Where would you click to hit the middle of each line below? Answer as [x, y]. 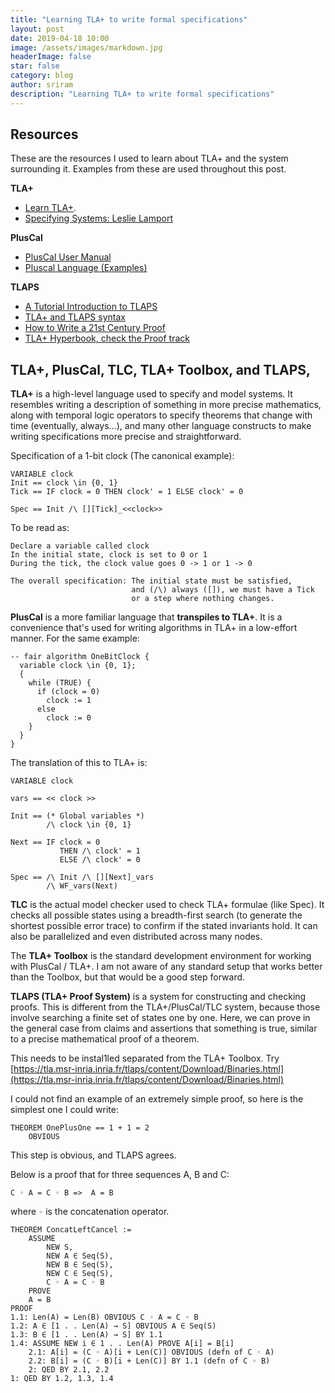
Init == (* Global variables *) [77, 816]
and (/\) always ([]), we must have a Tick [223, 590]
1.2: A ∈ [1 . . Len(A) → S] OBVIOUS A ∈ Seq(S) [113, 1326]
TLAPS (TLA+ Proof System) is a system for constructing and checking [158, 997]
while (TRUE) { [60, 683]
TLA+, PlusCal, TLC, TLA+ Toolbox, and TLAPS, [161, 369]
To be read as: [40, 528]
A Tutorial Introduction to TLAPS [91, 307]
